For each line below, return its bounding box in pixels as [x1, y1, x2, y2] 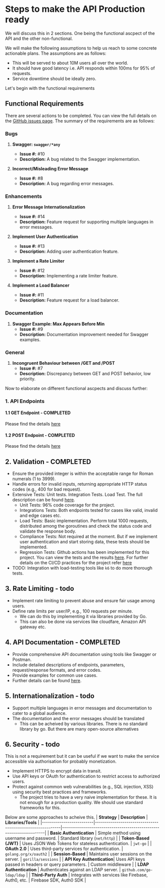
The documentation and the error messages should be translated [12, 715, 144, 721]
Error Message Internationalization [12, 204, 85, 210]
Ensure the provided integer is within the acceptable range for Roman [12, 470, 154, 477]
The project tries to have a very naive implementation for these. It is [19, 794, 157, 800]
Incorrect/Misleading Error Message [12, 166, 89, 172]
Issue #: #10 [19, 151, 45, 157]
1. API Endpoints [5, 397, 45, 404]
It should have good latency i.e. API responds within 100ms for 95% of [12, 65, 155, 71]
